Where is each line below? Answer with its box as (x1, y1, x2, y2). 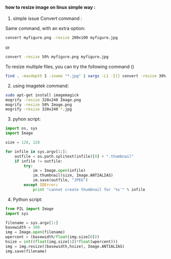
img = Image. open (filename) (5, 230, 66, 235)
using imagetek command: (12, 82, 69, 89)
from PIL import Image (5, 206, 54, 211)
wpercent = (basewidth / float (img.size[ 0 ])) (5, 234, 100, 240)
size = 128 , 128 (5, 140, 40, 145)
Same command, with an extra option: (5, 26, 85, 32)
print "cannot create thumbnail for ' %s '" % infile (32, 187, 145, 192)
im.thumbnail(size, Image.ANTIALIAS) (32, 173, 114, 178)
